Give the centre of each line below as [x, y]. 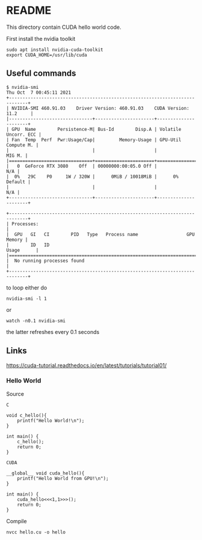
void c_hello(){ [26, 415]
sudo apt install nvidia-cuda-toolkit [55, 50]
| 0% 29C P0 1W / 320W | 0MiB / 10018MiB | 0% [93, 177]
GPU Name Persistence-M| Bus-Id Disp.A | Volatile [96, 129]
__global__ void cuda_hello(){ [45, 473]
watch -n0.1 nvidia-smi [36, 321]
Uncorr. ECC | [24, 135]
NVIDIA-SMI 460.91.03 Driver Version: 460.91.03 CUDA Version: [100, 108]
